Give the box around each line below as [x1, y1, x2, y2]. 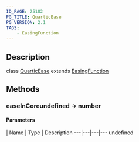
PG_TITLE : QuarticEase [6, 14, 62, 20]
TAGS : [6, 25, 19, 31]
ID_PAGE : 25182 [6, 8, 43, 15]
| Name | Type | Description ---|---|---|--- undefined [6, 129, 134, 136]
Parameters [6, 116, 35, 123]
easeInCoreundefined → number [6, 102, 101, 110]
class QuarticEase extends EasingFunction [6, 67, 109, 74]
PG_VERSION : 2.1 [6, 19, 46, 25]
